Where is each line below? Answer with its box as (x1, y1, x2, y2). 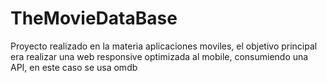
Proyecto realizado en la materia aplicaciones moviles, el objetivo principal (10, 40, 318, 52)
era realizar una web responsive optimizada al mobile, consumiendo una (10, 50, 309, 62)
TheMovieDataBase (10, 7, 178, 30)
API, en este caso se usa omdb (10, 61, 138, 73)
